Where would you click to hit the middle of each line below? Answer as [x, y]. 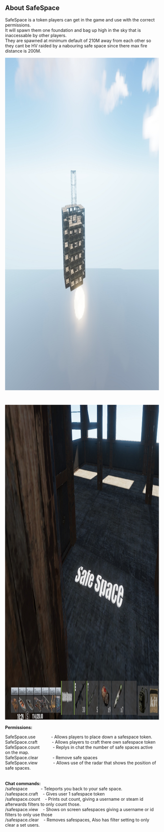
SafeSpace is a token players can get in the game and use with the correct [80, 20]
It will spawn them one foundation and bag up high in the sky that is [73, 30]
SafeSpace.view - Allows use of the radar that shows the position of [81, 763]
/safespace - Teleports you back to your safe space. [64, 789]
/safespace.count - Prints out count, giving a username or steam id [74, 799]
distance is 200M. [23, 51]
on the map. [17, 752]
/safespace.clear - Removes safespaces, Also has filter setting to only [77, 820]
